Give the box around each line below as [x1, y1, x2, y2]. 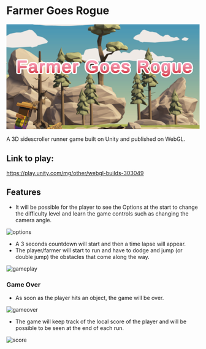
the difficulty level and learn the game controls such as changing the [15, 209, 189, 217]
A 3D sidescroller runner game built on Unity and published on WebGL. [6, 135, 186, 143]
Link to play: [6, 153, 54, 163]
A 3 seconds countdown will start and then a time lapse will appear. [15, 240, 186, 247]
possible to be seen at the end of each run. [15, 325, 124, 332]
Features [6, 187, 41, 198]
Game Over [6, 280, 41, 288]
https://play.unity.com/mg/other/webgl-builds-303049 [6, 169, 144, 176]
